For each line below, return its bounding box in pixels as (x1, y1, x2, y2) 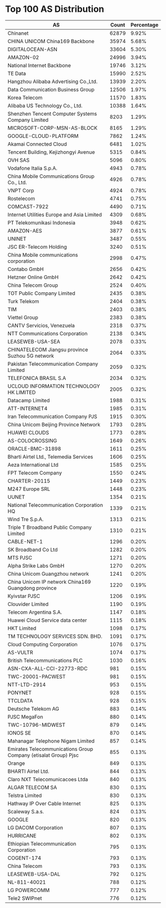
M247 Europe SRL (7, 485, 50, 492)
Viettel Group (7, 314, 39, 320)
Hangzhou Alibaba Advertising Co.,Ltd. (7, 78, 98, 85)
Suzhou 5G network (7, 352, 54, 359)
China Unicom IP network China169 (7, 578, 91, 585)
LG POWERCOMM (7, 887, 50, 894)
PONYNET (7, 689, 32, 696)
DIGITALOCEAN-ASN (7, 46, 58, 53)
